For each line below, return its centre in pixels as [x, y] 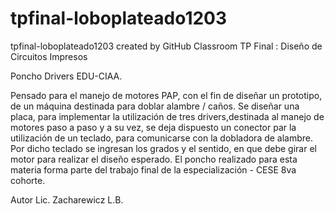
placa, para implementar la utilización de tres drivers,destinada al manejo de [167, 116]
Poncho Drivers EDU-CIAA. [66, 76]
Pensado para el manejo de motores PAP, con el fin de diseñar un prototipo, [166, 95]
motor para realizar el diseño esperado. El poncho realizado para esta [154, 159]
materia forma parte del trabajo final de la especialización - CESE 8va [153, 169]
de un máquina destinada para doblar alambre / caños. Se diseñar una [155, 106]
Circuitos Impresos [49, 56]
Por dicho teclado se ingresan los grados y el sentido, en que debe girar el [163, 148]
